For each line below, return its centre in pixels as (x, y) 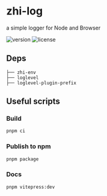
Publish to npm (29, 147)
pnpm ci (16, 131)
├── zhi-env (21, 72)
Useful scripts (33, 102)
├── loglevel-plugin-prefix (41, 83)
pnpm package (23, 159)
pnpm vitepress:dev (31, 187)
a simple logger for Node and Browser (53, 28)
